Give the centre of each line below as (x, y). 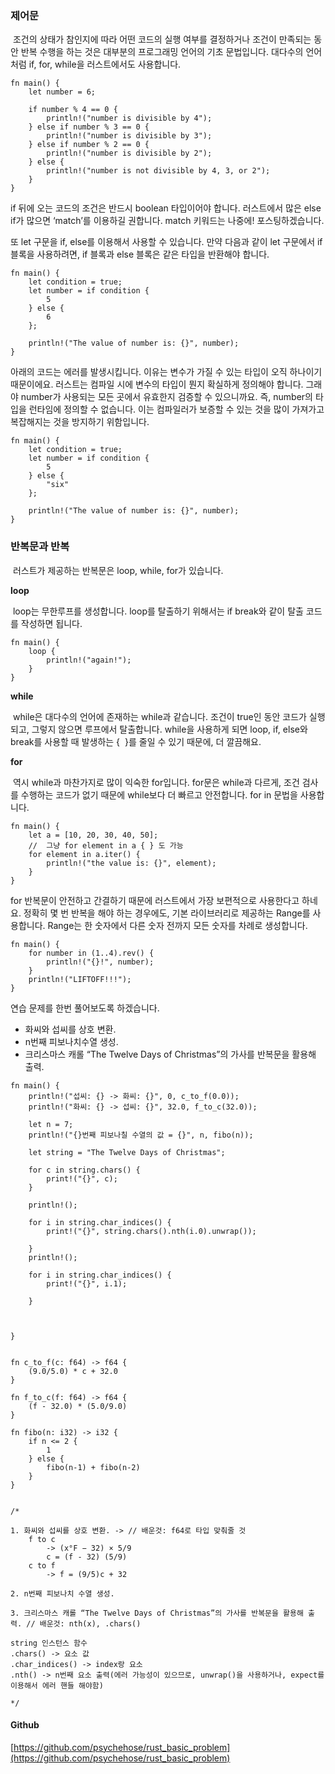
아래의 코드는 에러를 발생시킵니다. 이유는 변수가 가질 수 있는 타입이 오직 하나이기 (166, 372)
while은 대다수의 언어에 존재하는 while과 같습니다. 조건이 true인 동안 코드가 (159, 716)
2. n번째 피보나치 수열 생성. (62, 1593)
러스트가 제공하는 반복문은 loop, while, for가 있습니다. (118, 570)
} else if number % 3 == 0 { (89, 127)
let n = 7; (51, 1124)
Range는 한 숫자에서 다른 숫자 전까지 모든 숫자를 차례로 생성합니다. (177, 925)
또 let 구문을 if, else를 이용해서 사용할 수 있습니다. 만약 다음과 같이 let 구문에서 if (166, 242)
